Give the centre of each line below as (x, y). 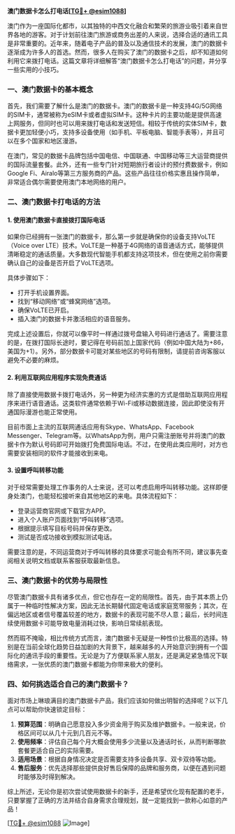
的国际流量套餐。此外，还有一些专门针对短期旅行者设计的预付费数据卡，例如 (117, 164)
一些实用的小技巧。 (35, 70)
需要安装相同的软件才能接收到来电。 (59, 453)
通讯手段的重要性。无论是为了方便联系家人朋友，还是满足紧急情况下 (123, 656)
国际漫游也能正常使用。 (47, 411)
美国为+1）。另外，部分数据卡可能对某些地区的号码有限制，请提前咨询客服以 (116, 351)
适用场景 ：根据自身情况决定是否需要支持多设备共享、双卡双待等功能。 (119, 759)
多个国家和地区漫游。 (50, 141)
